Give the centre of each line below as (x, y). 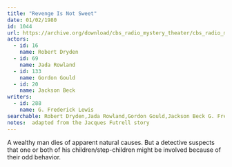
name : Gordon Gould (48, 78)
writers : (20, 97)
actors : (18, 39)
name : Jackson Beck (48, 90)
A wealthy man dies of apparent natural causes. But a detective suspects (111, 142)
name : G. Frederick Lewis (57, 110)
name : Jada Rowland (48, 65)
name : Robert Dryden (49, 52)
